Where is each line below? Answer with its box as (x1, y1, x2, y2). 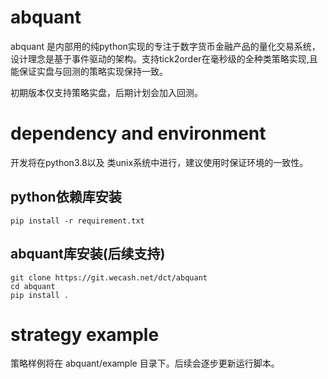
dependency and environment (10, 122, 267, 145)
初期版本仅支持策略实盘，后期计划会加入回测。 (10, 86, 203, 98)
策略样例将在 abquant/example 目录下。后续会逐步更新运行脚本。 (10, 357, 280, 370)
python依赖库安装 (10, 189, 122, 206)
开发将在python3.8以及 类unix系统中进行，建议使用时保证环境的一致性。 (10, 156, 309, 168)
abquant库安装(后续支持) (10, 246, 166, 263)
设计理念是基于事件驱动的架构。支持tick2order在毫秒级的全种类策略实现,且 (10, 52, 318, 65)
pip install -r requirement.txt (10, 216, 145, 226)
